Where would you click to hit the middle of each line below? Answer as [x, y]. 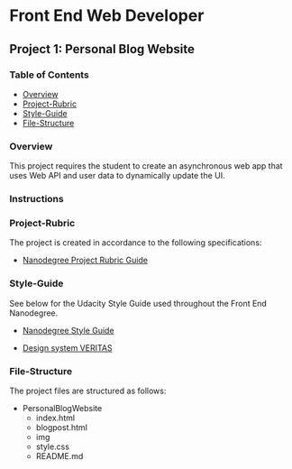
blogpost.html [62, 427]
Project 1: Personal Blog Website [102, 49]
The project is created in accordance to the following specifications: [136, 243]
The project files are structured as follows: [88, 391]
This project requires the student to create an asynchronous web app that [146, 166]
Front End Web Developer [107, 16]
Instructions [37, 199]
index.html [55, 418]
